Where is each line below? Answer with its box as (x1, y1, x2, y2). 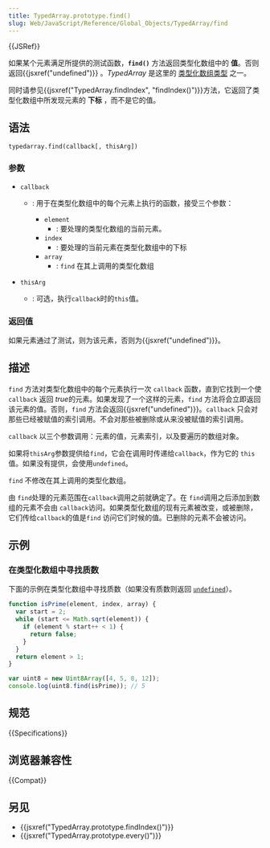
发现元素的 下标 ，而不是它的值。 (50, 95, 161, 104)
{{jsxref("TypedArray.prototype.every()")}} (19, 831, 162, 841)
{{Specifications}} (8, 728, 68, 738)
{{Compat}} (8, 775, 47, 785)
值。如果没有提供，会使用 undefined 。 (8, 458, 133, 468)
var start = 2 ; (15, 608, 67, 616)
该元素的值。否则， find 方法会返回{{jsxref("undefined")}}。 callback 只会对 (8, 404, 259, 414)
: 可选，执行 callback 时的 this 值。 (31, 293, 143, 303)
